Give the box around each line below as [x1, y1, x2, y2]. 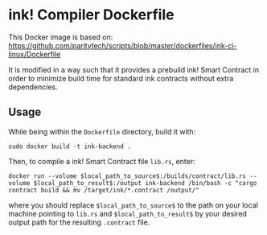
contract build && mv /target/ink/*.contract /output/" [8, 186, 199, 194]
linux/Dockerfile [8, 49, 61, 59]
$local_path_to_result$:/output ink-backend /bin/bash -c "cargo [33, 179, 257, 187]
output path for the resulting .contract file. [8, 217, 150, 227]
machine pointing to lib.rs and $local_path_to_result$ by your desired [8, 208, 248, 218]
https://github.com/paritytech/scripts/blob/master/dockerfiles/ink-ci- [8, 40, 237, 50]
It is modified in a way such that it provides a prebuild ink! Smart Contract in [8, 64, 260, 74]
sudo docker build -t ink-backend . [8, 142, 131, 150]
